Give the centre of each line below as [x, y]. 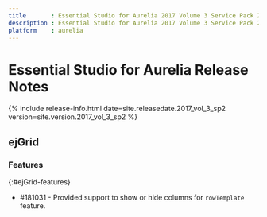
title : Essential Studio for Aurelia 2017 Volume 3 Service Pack [131, 15]
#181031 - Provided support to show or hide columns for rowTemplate [132, 197]
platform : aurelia [46, 30]
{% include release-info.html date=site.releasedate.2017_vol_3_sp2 [117, 109]
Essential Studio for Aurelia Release [128, 70]
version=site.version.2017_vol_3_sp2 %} [73, 117]
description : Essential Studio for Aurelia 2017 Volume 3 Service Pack [131, 23]
